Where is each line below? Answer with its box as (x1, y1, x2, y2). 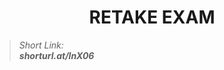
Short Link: (18, 39, 64, 51)
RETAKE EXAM (88, 6, 216, 29)
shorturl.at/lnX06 (18, 49, 95, 61)
